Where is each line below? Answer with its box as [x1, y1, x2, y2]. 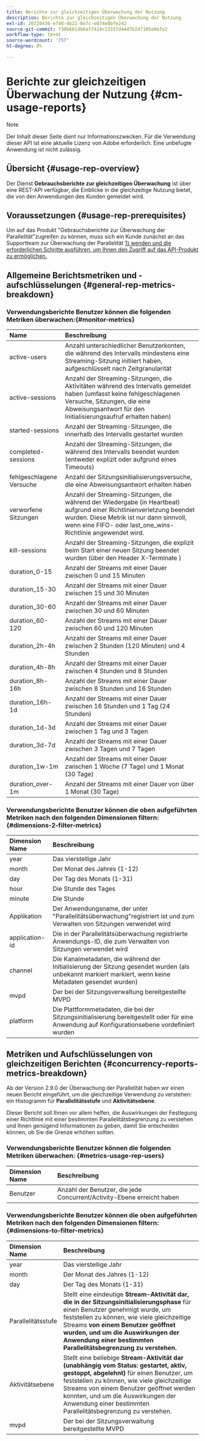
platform [9, 1017, 34, 1025]
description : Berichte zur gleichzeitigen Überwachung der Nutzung [6, 15, 182, 21]
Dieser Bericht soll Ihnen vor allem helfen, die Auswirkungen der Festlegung [6, 1109, 197, 1116]
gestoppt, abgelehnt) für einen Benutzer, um [63, 1368, 193, 1377]
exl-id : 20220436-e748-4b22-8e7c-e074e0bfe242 [6, 20, 127, 26]
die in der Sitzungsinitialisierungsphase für [63, 1297, 191, 1306]
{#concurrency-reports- [103, 1058, 198, 1069]
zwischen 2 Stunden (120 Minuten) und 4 [65, 642, 185, 650]
